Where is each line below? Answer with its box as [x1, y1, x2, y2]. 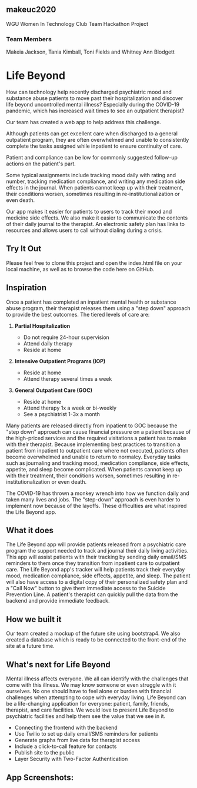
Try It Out [6, 244, 42, 254]
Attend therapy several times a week [23, 375, 112, 382]
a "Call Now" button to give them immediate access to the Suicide [6, 585, 166, 592]
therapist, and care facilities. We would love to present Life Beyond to [6, 706, 175, 714]
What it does [6, 526, 54, 536]
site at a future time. [6, 643, 55, 650]
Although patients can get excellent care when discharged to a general [6, 130, 178, 137]
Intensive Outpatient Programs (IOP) [14, 357, 106, 364]
